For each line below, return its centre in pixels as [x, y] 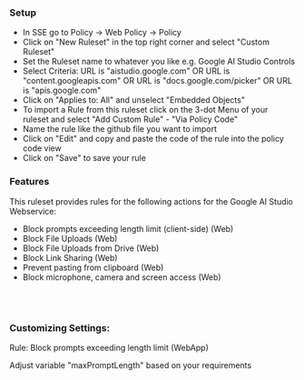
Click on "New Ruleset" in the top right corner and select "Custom [146, 42]
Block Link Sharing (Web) [70, 257]
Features [29, 182]
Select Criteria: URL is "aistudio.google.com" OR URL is [126, 71]
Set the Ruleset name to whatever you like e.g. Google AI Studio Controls [159, 62]
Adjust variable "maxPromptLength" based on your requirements [131, 365]
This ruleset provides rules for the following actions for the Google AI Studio [151, 201]
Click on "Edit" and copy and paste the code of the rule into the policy [153, 139]
